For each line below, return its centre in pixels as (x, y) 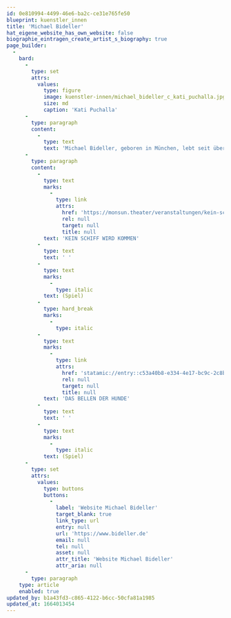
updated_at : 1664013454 (41, 604)
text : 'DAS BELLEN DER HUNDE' (87, 399)
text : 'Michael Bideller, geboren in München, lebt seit (127, 148)
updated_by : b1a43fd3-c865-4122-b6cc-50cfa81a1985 (81, 598)
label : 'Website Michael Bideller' (107, 508)
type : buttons (63, 489)
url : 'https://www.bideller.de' (102, 533)
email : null (73, 540)
